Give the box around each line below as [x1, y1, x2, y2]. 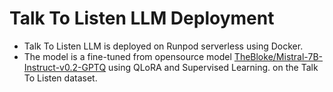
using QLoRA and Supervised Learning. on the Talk [108, 61, 319, 73]
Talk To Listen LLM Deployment [9, 7, 275, 30]
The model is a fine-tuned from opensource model [23, 50, 232, 62]
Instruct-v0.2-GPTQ [23, 61, 107, 73]
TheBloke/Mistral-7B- [233, 50, 324, 62]
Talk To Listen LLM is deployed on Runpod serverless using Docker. [23, 40, 304, 52]
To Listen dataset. [23, 72, 98, 84]
